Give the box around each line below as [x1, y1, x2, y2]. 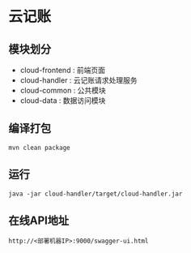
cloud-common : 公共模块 [19, 86, 107, 95]
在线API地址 [8, 214, 70, 228]
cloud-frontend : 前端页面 [19, 66, 106, 75]
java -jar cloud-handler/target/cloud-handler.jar [8, 190, 183, 198]
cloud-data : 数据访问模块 [19, 96, 106, 105]
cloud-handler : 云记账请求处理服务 [19, 75, 138, 85]
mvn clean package [8, 144, 70, 152]
